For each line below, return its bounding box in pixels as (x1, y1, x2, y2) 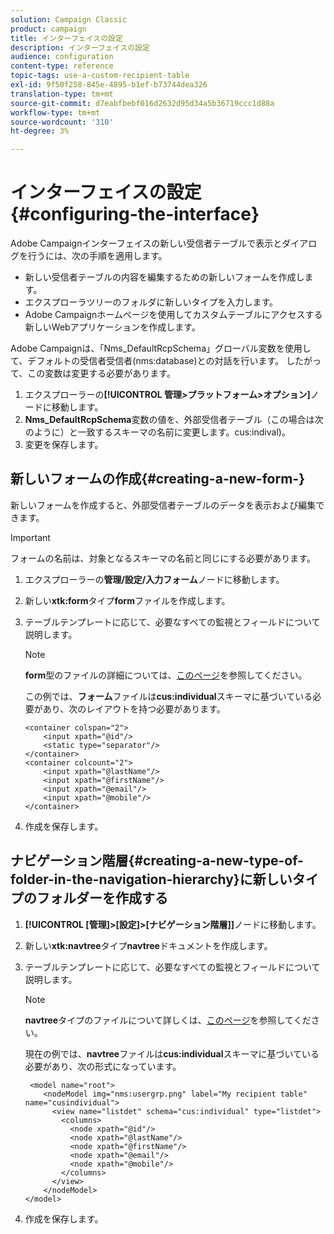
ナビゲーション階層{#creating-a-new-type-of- (10, 852, 304, 870)
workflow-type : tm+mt (10, 107, 101, 118)
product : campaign (10, 24, 87, 34)
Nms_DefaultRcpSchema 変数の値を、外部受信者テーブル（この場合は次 (24, 414, 324, 426)
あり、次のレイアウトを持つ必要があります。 (42, 702, 226, 715)
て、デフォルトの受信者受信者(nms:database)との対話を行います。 (10, 355, 284, 367)
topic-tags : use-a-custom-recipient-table (10, 71, 190, 81)
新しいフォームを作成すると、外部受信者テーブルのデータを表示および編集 (10, 499, 317, 511)
